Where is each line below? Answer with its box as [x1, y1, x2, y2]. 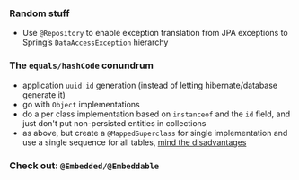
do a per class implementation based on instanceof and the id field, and [22, 108, 290, 119]
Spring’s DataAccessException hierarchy [22, 37, 169, 47]
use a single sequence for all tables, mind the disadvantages [22, 137, 247, 148]
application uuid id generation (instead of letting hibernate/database [22, 80, 278, 90]
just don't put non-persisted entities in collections [22, 117, 207, 128]
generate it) [22, 89, 66, 100]
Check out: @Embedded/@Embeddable [9, 159, 160, 172]
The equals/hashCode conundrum [9, 59, 154, 72]
